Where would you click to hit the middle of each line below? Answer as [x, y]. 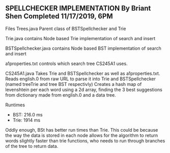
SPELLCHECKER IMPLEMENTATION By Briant [78, 8]
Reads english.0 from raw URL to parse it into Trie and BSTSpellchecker [81, 79]
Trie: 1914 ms [26, 120]
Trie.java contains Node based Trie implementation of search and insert [80, 38]
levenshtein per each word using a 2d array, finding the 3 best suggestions [84, 89]
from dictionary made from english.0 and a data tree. [61, 95]
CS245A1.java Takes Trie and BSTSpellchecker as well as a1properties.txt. [83, 73]
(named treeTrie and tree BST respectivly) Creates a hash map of [74, 84]
